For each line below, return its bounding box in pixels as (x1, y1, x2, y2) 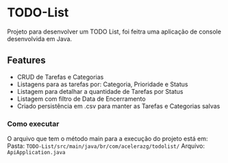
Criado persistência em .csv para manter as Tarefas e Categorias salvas (16, 101, 220, 110)
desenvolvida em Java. (7, 34, 73, 42)
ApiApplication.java (7, 149, 66, 156)
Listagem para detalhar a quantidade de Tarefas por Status (16, 87, 183, 95)
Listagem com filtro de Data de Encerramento (16, 95, 146, 103)
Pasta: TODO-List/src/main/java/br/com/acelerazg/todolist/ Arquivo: (7, 142, 205, 150)
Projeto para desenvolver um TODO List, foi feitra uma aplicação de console (7, 27, 221, 36)
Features (7, 55, 46, 66)
